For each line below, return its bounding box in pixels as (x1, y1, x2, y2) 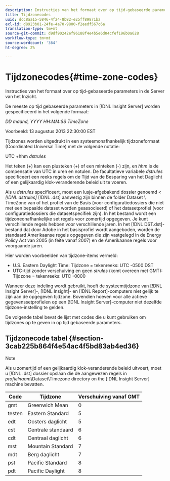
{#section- (69, 334, 104, 342)
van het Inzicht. (5, 93, 37, 99)
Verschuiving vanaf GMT (78, 393, 140, 400)
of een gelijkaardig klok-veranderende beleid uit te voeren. (5, 179, 127, 185)
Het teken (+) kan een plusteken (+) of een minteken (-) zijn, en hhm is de (5, 163, 159, 169)
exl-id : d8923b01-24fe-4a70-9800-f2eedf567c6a (5, 21, 105, 27)
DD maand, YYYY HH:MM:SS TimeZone (5, 118, 89, 124)
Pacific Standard (27, 459, 67, 466)
